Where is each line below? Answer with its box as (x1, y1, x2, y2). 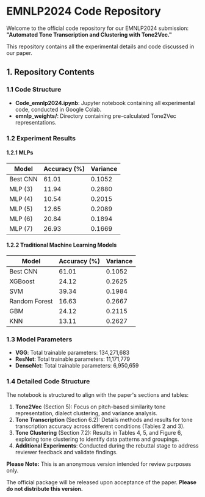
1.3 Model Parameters (6, 335, 73, 343)
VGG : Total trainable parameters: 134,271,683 (15, 349, 130, 357)
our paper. (6, 49, 32, 56)
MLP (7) (9, 224, 33, 233)
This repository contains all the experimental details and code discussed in (6, 43, 195, 50)
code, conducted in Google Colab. (15, 106, 102, 113)
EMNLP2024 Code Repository (6, 4, 162, 18)
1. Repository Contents (6, 67, 95, 78)
